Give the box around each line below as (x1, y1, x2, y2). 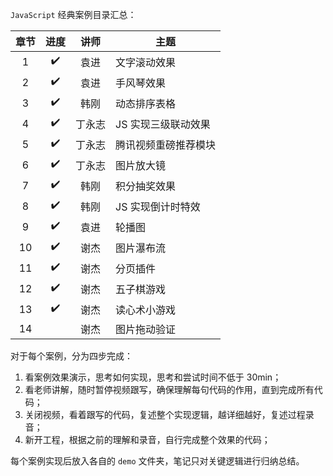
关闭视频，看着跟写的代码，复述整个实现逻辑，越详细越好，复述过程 (24, 409, 306, 420)
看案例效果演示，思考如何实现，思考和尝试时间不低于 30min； (24, 371, 282, 383)
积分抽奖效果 (115, 179, 177, 193)
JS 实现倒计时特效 (115, 199, 201, 213)
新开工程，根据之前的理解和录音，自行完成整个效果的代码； (24, 434, 271, 445)
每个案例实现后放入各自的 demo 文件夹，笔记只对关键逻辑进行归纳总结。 (10, 455, 305, 467)
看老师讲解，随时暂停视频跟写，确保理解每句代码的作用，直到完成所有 (24, 384, 315, 395)
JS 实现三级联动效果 (115, 117, 211, 131)
